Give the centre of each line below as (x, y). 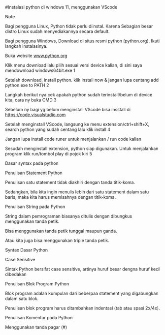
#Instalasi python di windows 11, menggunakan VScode (61, 7)
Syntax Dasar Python (27, 250)
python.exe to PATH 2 (27, 85)
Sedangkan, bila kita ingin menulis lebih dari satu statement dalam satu (77, 192)
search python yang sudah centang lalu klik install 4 (58, 129)
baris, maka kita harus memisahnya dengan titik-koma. (61, 197)
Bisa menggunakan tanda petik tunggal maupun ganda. (61, 231)
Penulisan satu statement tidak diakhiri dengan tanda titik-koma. (70, 182)
